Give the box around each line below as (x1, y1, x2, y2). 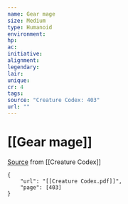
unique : (7, 76, 31, 84)
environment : (7, 30, 46, 38)
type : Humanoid (7, 24, 53, 31)
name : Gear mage (7, 10, 55, 18)
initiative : (7, 51, 43, 58)
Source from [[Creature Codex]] (7, 158, 102, 166)
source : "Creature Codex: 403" (7, 97, 100, 104)
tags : (7, 90, 23, 97)
